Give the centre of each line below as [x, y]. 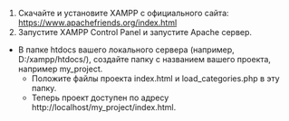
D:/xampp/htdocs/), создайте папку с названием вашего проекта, [144, 59]
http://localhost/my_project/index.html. [104, 107]
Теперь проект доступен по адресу [100, 98]
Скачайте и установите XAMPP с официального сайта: [123, 13]
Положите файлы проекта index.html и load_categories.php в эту [155, 79]
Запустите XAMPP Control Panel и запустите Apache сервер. [135, 32]
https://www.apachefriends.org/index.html [97, 23]
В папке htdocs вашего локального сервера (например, [126, 50]
